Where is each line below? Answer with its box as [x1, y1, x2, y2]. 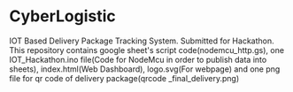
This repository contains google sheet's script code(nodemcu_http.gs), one [9, 44, 285, 55]
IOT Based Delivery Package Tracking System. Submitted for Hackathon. [9, 35, 274, 46]
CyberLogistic [9, 6, 117, 27]
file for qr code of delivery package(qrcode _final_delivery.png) [9, 73, 240, 83]
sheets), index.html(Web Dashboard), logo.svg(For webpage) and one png [9, 64, 281, 74]
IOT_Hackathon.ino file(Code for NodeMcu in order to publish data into [9, 54, 267, 65]
